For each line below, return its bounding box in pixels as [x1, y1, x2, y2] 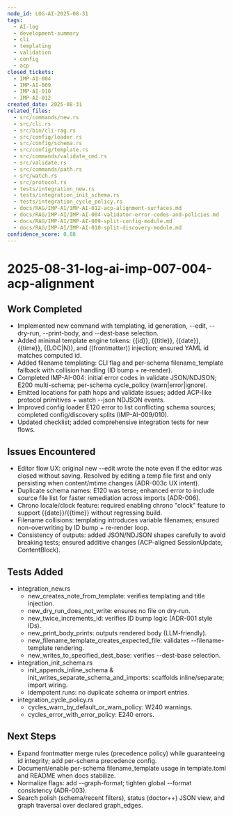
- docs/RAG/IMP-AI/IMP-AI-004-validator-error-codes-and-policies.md [13, 211, 219, 218]
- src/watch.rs [13, 172, 58, 179]
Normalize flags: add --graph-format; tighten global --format [17, 778, 192, 787]
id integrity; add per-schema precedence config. [17, 756, 157, 764]
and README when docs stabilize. [17, 771, 116, 780]
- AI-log [13, 23, 39, 30]
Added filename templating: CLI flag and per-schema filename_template [17, 358, 224, 367]
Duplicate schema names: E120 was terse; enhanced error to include [17, 486, 215, 495]
